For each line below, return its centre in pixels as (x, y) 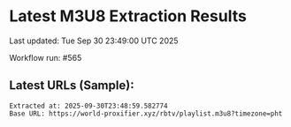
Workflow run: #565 (46, 57)
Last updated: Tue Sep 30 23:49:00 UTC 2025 (94, 41)
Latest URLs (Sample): (72, 86)
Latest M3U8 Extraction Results (128, 16)
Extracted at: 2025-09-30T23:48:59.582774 (88, 106)
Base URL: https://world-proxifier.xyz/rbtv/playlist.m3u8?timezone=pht (146, 113)
